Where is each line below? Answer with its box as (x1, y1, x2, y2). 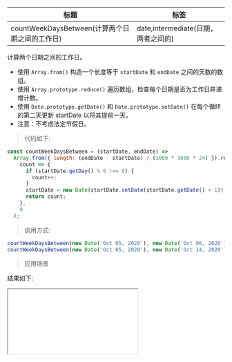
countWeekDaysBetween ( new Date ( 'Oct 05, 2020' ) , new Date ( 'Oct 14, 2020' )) (7, 246, 230, 253)
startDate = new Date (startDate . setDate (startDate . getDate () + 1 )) (25, 187, 224, 194)
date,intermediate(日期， (136, 24, 217, 33)
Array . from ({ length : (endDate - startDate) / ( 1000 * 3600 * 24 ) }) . (13, 154, 221, 161)
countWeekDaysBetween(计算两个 (10, 24, 123, 33)
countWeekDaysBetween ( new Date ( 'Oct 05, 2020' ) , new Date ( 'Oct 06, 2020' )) (7, 239, 230, 246)
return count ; (25, 193, 67, 200)
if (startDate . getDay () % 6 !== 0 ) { (25, 168, 135, 174)
